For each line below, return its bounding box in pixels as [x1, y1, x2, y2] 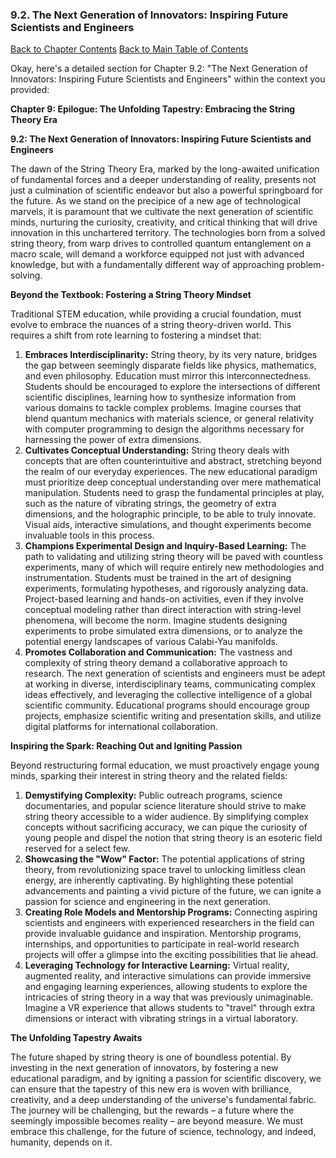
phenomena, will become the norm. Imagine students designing [24, 614, 288, 627]
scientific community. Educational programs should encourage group [24, 699, 310, 712]
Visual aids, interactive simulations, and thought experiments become [24, 519, 312, 531]
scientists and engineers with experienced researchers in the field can [24, 917, 315, 929]
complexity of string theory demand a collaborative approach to [24, 657, 288, 669]
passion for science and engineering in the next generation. [24, 896, 272, 908]
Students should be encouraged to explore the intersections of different [24, 381, 321, 393]
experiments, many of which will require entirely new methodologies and [24, 561, 325, 573]
